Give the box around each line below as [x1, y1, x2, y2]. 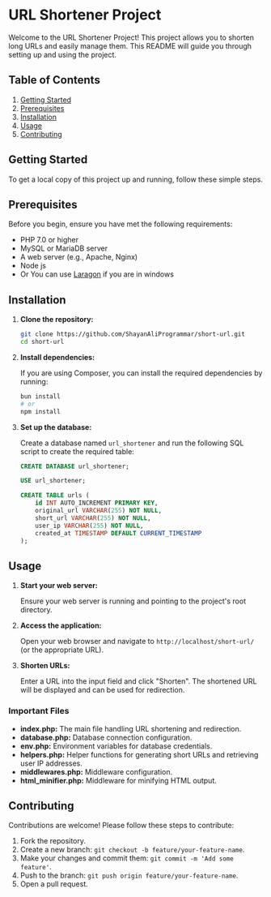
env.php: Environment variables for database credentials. [19, 740, 213, 751]
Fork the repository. [19, 836, 87, 846]
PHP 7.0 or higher [19, 235, 79, 245]
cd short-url [19, 338, 65, 346]
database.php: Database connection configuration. [19, 732, 193, 742]
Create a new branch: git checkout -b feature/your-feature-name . [19, 845, 245, 855]
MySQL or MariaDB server [19, 243, 108, 253]
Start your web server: [19, 581, 99, 590]
